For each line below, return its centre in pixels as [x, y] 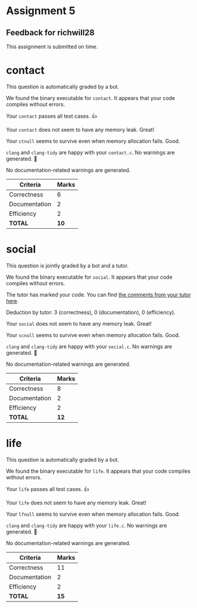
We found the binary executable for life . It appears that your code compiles [98, 471]
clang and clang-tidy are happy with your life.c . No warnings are [86, 525]
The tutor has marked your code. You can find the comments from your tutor [98, 295]
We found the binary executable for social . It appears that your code [89, 277]
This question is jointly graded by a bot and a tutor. [67, 265]
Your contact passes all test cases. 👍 [52, 116]
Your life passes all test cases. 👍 [47, 489]
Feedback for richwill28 [50, 33]
